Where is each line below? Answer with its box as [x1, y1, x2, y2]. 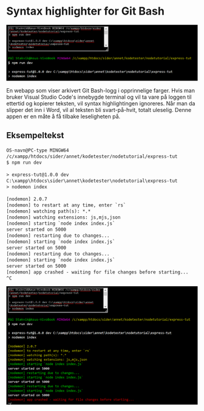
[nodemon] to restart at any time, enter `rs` [6, 202, 126, 208]
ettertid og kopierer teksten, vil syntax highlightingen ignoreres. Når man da [6, 100, 195, 107]
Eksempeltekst [6, 130, 64, 141]
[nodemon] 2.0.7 [6, 196, 47, 202]
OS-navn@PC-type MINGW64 [6, 147, 69, 153]
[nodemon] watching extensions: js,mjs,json [6, 214, 121, 220]
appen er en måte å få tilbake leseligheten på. [6, 113, 121, 120]
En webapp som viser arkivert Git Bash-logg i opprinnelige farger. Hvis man [6, 87, 195, 94]
